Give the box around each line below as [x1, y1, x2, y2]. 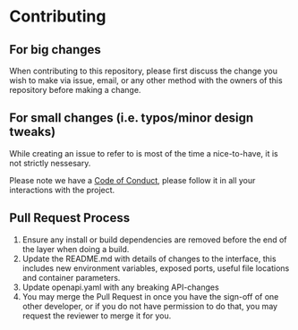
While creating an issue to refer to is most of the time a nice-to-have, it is [9, 148, 279, 158]
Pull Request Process [9, 210, 131, 225]
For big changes [9, 42, 101, 57]
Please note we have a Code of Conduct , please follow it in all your [9, 174, 256, 185]
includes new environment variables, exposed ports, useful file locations [21, 262, 290, 274]
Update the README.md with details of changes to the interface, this [21, 253, 277, 264]
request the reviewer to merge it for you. [21, 310, 172, 321]
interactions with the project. [9, 184, 115, 195]
